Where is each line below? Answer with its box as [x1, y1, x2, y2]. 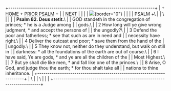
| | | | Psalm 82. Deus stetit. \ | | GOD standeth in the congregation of [5, 16, 150, 22]
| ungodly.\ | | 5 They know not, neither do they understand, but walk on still [5, 43, 165, 49]
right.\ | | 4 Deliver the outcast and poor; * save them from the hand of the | [5, 38, 164, 44]
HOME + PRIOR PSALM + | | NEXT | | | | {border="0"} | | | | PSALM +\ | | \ [5, 11, 164, 17]
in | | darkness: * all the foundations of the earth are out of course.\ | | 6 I [5, 49, 159, 54]
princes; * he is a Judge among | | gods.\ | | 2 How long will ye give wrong [5, 22, 162, 27]
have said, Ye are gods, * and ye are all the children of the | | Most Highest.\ [5, 54, 165, 60]
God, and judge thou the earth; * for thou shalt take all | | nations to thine [5, 65, 159, 71]
